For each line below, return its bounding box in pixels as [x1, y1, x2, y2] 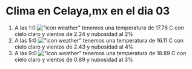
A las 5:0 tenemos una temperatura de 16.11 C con [14, 37, 184, 44]
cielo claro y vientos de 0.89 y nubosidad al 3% [14, 56, 134, 63]
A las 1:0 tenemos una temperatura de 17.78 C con [14, 24, 184, 31]
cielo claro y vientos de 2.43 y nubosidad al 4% [14, 43, 134, 50]
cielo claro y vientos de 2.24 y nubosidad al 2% [14, 30, 134, 37]
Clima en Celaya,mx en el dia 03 [5, 4, 170, 18]
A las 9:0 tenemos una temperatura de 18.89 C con [14, 49, 187, 56]
